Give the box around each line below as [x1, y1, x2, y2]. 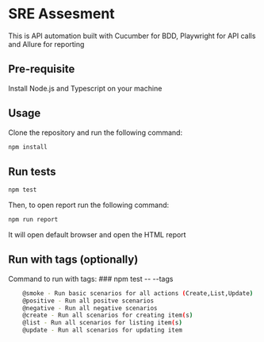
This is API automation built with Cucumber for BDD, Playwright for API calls [8, 31, 256, 40]
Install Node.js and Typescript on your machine [8, 83, 163, 93]
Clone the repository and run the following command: [8, 128, 183, 137]
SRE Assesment [8, 5, 115, 23]
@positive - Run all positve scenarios [22, 297, 155, 305]
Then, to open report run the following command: [8, 200, 170, 210]
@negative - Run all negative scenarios [22, 304, 158, 312]
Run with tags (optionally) [8, 253, 139, 267]
